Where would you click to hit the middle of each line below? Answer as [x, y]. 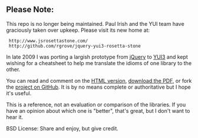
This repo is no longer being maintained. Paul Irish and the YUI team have [95, 23]
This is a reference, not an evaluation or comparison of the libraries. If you [96, 105]
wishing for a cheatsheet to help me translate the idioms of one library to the [99, 63]
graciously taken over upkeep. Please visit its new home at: [78, 30]
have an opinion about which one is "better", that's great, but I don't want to [98, 110]
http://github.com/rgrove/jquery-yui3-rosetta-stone [75, 46]
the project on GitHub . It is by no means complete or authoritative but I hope [98, 87]
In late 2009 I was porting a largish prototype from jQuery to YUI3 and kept [97, 57]
